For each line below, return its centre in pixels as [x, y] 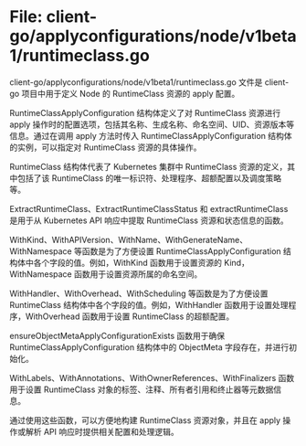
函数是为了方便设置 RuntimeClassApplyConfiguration [181, 251]
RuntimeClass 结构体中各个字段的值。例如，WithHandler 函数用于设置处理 [149, 304]
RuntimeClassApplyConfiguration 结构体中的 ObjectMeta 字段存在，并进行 [149, 347]
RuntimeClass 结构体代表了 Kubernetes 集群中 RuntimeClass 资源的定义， [148, 166]
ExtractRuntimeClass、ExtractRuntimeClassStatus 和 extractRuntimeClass [149, 208]
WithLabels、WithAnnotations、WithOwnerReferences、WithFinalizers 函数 [152, 377]
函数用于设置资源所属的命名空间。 [138, 274]
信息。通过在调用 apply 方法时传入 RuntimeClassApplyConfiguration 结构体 [151, 135]
